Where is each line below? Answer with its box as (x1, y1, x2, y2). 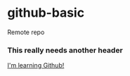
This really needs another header (7, 45, 123, 55)
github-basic (7, 5, 85, 21)
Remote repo (7, 28, 45, 36)
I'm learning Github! (7, 61, 65, 70)
